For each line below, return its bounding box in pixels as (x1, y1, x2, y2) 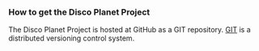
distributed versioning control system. (8, 33, 135, 43)
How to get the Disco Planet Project (8, 6, 151, 18)
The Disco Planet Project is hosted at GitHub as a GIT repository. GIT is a (8, 25, 251, 35)
